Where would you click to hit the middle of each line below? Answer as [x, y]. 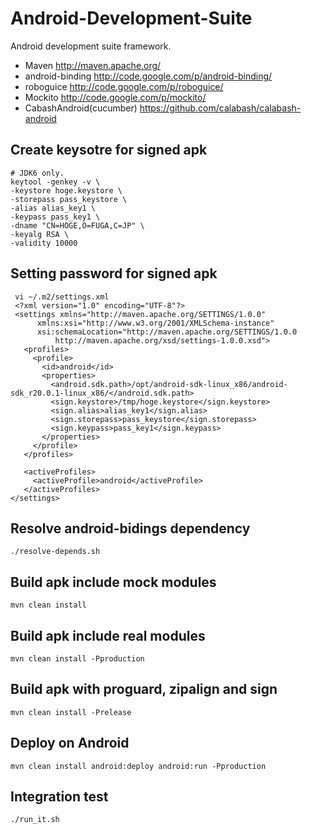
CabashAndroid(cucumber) [81, 108]
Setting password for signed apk [114, 273]
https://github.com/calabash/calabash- [220, 108]
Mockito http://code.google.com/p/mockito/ [115, 97]
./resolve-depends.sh [55, 552]
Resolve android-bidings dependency [130, 528]
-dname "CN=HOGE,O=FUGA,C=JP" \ [77, 225]
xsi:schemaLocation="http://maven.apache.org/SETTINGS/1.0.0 [167, 332]
